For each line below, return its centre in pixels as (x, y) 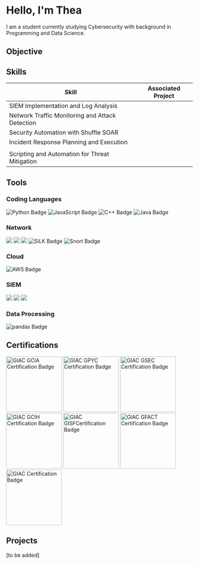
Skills (16, 72)
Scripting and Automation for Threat (59, 154)
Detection (23, 123)
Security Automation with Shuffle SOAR (64, 133)
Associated (164, 88)
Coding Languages (34, 199)
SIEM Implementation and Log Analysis (63, 106)
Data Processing (31, 313)
